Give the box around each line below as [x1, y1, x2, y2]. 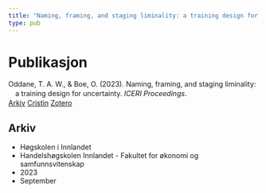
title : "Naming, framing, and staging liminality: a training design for [8, 11, 259, 20]
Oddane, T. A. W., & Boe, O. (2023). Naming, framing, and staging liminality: [8, 79, 256, 89]
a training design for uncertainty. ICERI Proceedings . [15, 89, 187, 98]
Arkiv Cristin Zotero [8, 98, 72, 108]
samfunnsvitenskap [19, 160, 85, 169]
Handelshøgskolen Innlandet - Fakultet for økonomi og [19, 151, 199, 160]
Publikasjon [8, 53, 88, 71]
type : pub [8, 19, 41, 27]
